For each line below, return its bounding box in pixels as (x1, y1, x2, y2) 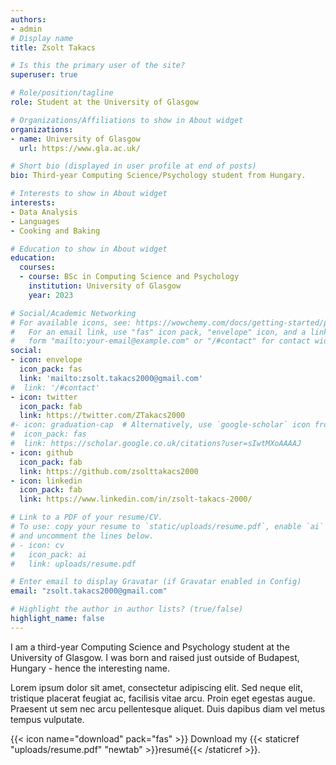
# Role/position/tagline (10, 88, 114, 98)
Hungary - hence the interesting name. (10, 662, 171, 674)
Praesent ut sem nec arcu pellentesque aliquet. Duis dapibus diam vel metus (10, 702, 326, 715)
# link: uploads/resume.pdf (10, 559, 137, 569)
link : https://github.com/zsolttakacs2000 (19, 466, 199, 476)
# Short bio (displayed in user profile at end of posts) (10, 161, 257, 171)
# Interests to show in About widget (10, 189, 168, 199)
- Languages (10, 216, 60, 226)
